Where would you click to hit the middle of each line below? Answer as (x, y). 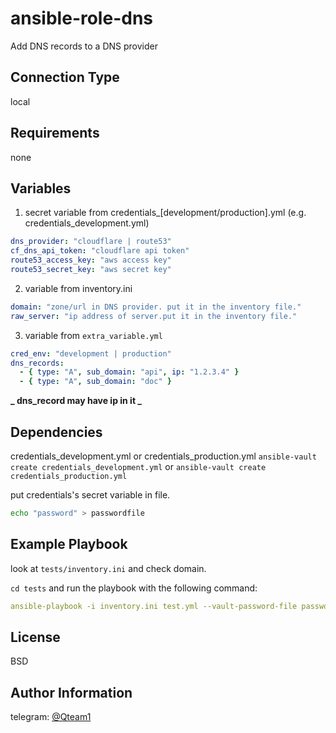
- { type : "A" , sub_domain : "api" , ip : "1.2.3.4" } (129, 372)
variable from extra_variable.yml (93, 335)
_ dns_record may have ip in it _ (76, 401)
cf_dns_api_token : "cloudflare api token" (100, 251)
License (35, 637)
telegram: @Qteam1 (51, 717)
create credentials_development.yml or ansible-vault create (138, 466)
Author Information (71, 692)
